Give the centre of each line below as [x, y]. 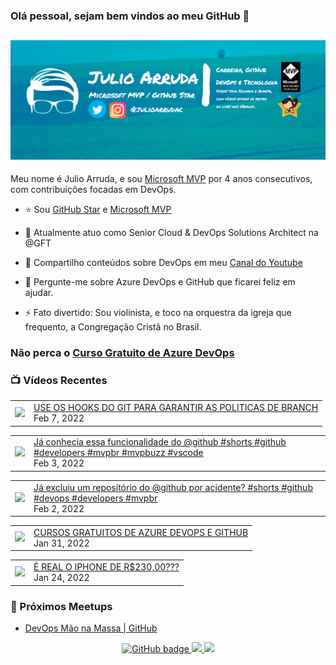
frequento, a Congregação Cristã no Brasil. [113, 327]
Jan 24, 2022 [61, 578]
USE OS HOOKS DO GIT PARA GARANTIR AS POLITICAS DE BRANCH [176, 408]
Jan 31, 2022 [61, 543]
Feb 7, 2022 [59, 418]
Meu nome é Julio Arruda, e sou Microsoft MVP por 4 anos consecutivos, [161, 179]
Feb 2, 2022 [59, 508]
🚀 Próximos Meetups [61, 606]
